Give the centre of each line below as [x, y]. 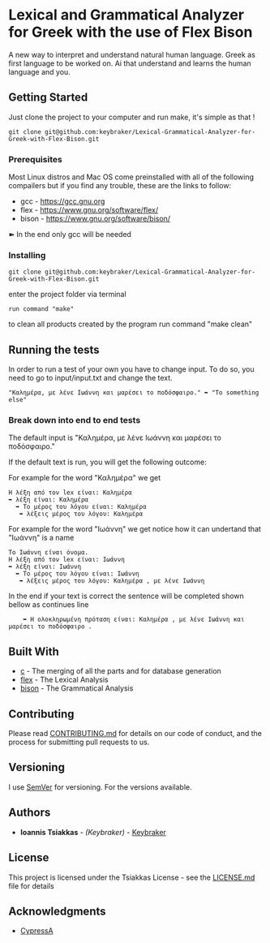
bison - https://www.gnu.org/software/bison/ [95, 219]
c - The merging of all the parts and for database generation [120, 671]
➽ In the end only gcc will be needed [70, 235]
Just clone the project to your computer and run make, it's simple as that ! [132, 117]
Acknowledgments [58, 911]
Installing [27, 255]
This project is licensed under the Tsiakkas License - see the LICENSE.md [132, 877]
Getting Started [48, 98]
